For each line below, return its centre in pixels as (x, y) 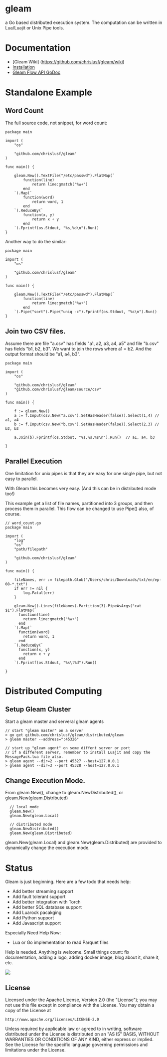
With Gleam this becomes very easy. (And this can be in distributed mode (81, 488)
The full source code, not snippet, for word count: (56, 123)
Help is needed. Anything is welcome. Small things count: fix (67, 952)
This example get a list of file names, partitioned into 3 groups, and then (79, 503)
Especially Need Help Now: (33, 933)
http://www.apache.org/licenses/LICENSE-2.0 (52, 1020)
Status (19, 868)
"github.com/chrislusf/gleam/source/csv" (58, 389)
